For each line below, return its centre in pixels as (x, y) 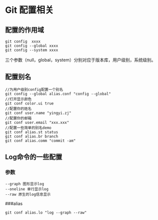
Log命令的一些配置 (34, 157)
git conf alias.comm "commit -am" (41, 141)
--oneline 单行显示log (27, 189)
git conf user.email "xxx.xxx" (37, 122)
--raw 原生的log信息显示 (28, 194)
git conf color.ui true (30, 103)
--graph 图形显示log (25, 184)
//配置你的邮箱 (18, 118)
